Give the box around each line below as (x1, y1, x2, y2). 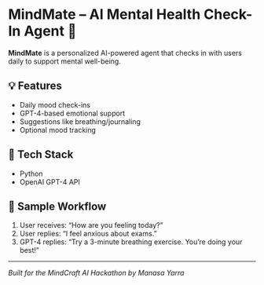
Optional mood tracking (19, 125, 97, 134)
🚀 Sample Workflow (8, 199, 107, 213)
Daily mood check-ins (19, 100, 90, 109)
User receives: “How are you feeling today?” (19, 221, 163, 230)
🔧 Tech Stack (8, 148, 74, 162)
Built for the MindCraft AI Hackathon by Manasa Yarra (8, 269, 185, 278)
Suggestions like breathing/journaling (19, 116, 141, 126)
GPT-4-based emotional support (19, 108, 126, 118)
